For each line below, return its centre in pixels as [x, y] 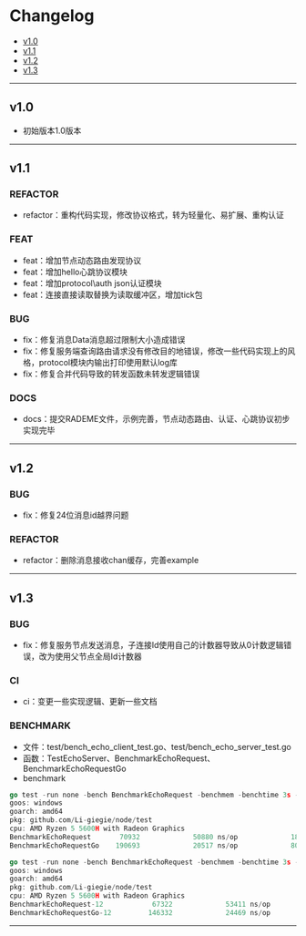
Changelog [52, 16]
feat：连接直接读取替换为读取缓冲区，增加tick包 [112, 294]
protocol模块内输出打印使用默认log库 [108, 363]
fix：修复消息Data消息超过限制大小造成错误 [104, 340]
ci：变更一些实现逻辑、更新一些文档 [90, 702]
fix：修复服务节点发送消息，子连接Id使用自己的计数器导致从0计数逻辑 [153, 645]
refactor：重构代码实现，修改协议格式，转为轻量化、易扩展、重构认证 [153, 215]
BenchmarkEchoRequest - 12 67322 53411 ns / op [140, 905]
